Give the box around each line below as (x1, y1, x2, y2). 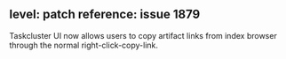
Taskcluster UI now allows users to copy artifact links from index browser (9, 30, 277, 41)
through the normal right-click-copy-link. (9, 40, 158, 50)
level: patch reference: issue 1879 (9, 7, 201, 22)
